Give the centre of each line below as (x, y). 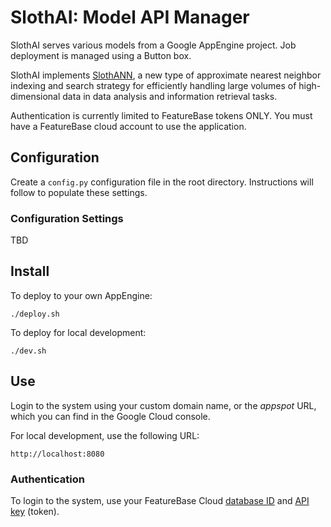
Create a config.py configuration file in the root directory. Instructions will (162, 182)
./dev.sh (28, 351)
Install (30, 271)
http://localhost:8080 (57, 454)
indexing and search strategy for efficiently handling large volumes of (153, 85)
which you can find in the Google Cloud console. (110, 416)
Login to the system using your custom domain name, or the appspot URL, (163, 405)
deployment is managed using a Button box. (101, 55)
